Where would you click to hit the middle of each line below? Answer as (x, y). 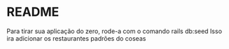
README (33, 12)
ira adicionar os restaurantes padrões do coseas (76, 38)
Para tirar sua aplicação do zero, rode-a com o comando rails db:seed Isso (114, 31)
